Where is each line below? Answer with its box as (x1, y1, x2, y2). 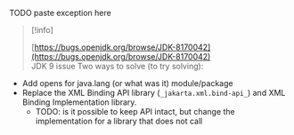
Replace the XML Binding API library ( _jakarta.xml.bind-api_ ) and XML (21, 88, 286, 98)
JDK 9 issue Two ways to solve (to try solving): (30, 61, 204, 71)
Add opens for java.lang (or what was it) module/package (21, 78, 233, 88)
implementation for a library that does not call (35, 115, 203, 126)
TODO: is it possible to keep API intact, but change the (35, 107, 236, 116)
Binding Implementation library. (21, 97, 137, 107)
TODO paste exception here (9, 8, 111, 18)
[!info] (30, 25, 53, 35)
